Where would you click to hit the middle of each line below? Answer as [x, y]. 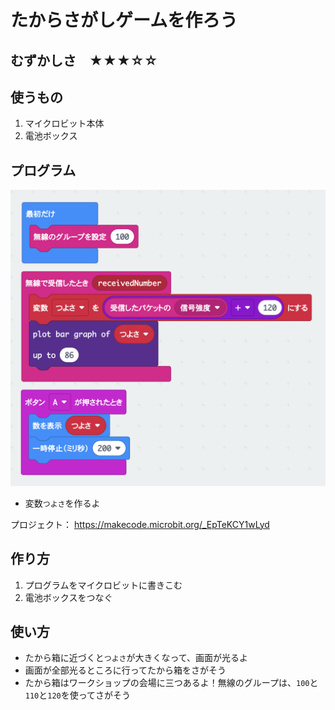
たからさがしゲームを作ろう [124, 20]
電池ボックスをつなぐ [68, 597]
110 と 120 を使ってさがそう [78, 695]
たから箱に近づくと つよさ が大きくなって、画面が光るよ [136, 658]
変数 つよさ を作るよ [62, 503]
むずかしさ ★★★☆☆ [84, 60]
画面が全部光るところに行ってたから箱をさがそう [125, 670]
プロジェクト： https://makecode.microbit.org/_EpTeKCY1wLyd [140, 524]
